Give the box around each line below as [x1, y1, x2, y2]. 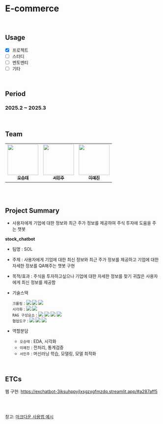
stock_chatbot [5, 236, 35, 242]
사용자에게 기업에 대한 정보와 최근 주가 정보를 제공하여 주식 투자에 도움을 [12, 220, 151, 226]
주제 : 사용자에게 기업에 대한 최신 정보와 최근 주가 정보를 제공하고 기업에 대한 [12, 257, 159, 263]
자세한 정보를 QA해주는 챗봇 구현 [12, 263, 75, 269]
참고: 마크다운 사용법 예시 [5, 414, 54, 420]
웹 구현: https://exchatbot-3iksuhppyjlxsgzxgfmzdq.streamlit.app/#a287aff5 [5, 389, 158, 394]
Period [5, 90, 26, 98]
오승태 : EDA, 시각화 [19, 338, 56, 344]
